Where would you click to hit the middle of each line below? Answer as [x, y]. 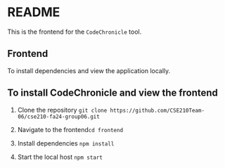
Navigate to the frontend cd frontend [70, 129]
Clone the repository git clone [62, 110]
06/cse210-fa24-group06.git [58, 117]
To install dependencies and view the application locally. [89, 70]
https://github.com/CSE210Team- [157, 110]
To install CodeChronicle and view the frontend [112, 93]
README [34, 12]
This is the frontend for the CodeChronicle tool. [75, 32]
